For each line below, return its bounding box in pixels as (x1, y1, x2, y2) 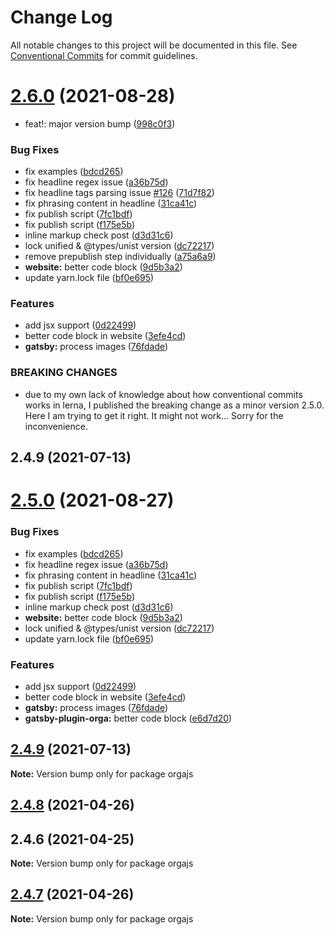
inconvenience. (24, 420, 88, 432)
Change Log (10, 6, 113, 29)
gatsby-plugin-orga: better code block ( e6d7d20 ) (24, 712, 233, 724)
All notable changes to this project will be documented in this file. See (10, 39, 298, 51)
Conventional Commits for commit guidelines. (10, 49, 198, 61)
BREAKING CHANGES (10, 366, 118, 380)
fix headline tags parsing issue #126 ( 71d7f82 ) (24, 187, 215, 199)
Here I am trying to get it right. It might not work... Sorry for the (24, 409, 284, 421)
